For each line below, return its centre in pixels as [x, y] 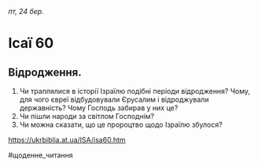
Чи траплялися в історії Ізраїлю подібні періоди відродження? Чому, [135, 91]
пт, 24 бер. [26, 11]
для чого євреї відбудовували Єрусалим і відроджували [114, 99]
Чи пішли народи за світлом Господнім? [87, 116]
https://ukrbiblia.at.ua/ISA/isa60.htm [67, 140]
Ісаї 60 [31, 43]
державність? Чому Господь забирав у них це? [99, 108]
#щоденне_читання [41, 155]
